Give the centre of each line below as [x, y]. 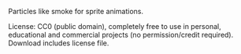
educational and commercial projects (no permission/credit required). [121, 35]
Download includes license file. [59, 43]
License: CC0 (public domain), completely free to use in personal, [115, 26]
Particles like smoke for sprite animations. [76, 11]
